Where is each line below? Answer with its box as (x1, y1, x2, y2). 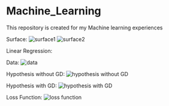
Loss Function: (6, 93, 43, 101)
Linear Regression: (6, 47, 53, 54)
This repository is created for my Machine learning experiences (6, 24, 163, 31)
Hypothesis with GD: (6, 82, 57, 89)
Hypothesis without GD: (6, 70, 65, 77)
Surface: (6, 35, 28, 43)
